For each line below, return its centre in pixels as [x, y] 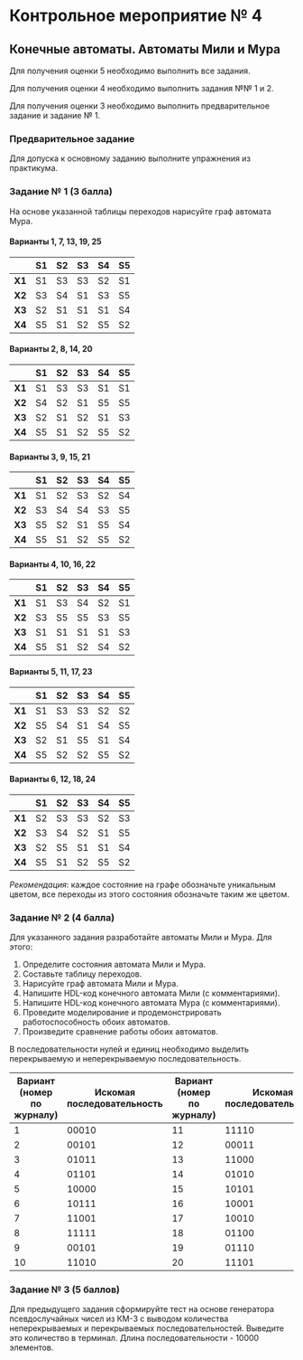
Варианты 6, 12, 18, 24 [53, 779]
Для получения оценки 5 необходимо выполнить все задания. [130, 71]
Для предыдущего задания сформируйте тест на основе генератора [142, 1309]
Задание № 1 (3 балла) [61, 192]
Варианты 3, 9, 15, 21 [50, 457]
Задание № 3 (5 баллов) [64, 1289]
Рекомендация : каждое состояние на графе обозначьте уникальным [143, 884]
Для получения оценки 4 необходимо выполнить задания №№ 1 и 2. [142, 88]
